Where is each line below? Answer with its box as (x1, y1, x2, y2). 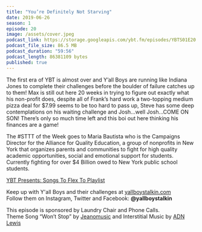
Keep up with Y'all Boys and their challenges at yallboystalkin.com (6, 188, 171, 195)
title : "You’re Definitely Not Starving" (6, 8, 112, 15)
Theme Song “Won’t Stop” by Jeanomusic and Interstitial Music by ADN (6, 213, 185, 220)
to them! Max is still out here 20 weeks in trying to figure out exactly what (6, 89, 189, 96)
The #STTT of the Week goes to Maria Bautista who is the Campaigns (6, 132, 180, 140)
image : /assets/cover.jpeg (6, 31, 74, 37)
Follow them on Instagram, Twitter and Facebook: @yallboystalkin (6, 195, 172, 202)
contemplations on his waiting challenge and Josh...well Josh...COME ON (6, 108, 189, 115)
